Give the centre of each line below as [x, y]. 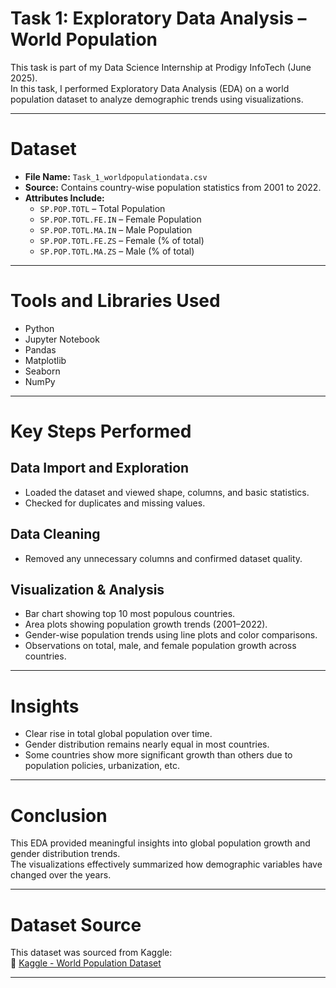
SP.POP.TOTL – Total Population [102, 208]
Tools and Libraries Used [115, 301]
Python [39, 328]
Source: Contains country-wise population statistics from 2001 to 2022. [173, 187]
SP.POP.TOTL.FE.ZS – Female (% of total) [122, 240]
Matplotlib [45, 360]
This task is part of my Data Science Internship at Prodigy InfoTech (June [161, 67]
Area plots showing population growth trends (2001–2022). [146, 624]
